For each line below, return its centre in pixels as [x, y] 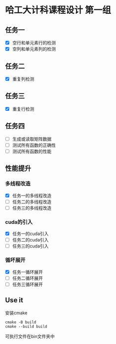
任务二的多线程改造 [32, 201]
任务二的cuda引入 [30, 240]
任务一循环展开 [27, 272]
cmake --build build [26, 326]
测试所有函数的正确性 [34, 145]
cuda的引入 [19, 222]
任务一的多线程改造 [32, 196]
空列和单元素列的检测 [34, 49]
